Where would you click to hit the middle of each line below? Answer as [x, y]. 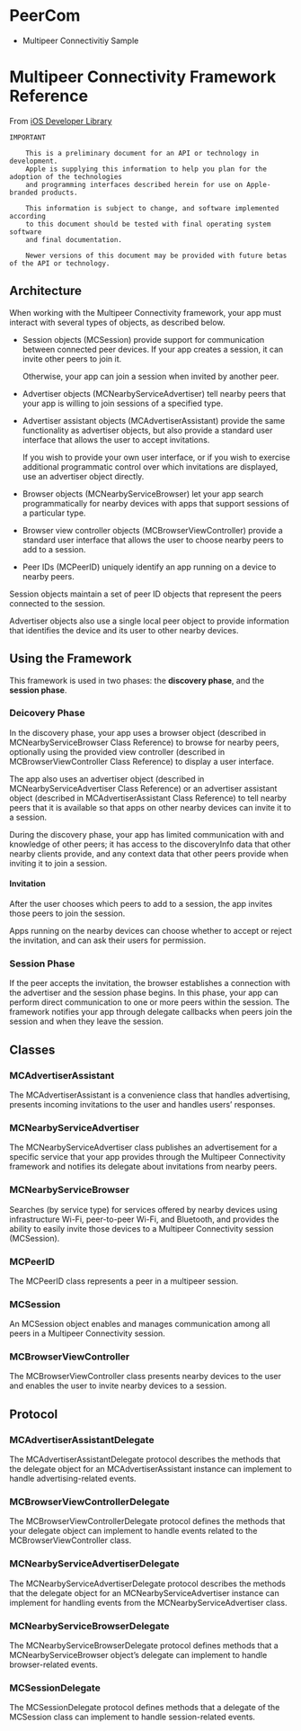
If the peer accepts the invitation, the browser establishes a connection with [150, 983]
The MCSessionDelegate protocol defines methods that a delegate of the [145, 1708]
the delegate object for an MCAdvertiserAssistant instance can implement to [150, 1469]
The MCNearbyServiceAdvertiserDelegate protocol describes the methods [147, 1583]
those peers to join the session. [67, 913]
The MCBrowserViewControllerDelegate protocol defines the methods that [147, 1521]
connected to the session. [58, 603]
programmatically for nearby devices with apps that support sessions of [155, 503]
